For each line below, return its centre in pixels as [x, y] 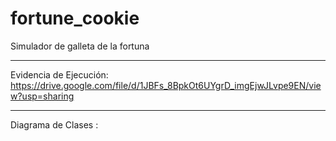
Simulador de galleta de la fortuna [80, 46]
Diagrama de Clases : [54, 124]
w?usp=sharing [42, 96]
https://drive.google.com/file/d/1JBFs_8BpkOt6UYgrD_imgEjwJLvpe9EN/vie [166, 85]
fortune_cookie [75, 18]
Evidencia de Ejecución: [59, 74]
